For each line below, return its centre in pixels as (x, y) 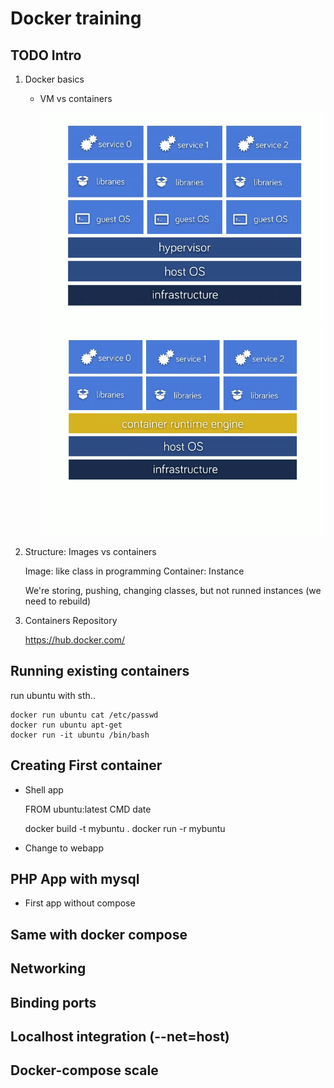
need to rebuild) (58, 601)
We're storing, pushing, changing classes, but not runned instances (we (173, 590)
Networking (48, 968)
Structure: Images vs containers (90, 551)
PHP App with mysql (75, 878)
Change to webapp (64, 848)
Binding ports (53, 1002)
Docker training (76, 18)
